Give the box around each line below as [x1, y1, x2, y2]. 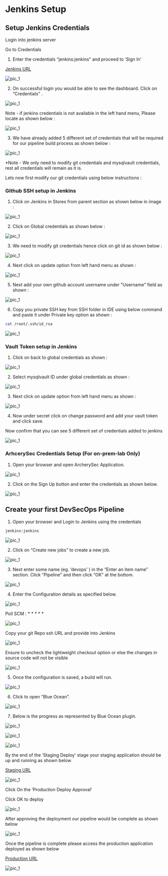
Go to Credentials [5, 47, 42, 52]
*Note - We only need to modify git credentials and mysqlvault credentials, [5, 160, 160, 166]
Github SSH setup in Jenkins [5, 187, 76, 194]
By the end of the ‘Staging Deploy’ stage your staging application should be [5, 752, 161, 758]
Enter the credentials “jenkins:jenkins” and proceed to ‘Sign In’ [12, 56, 141, 62]
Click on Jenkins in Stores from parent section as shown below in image [12, 199, 161, 205]
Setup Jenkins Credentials [5, 24, 90, 32]
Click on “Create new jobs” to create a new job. [12, 547, 110, 553]
